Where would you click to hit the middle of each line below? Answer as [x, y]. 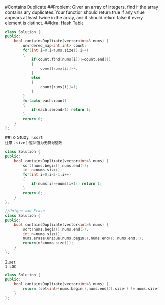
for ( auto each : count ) [45, 101]
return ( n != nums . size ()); [48, 243]
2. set [11, 262]
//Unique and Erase [25, 211]
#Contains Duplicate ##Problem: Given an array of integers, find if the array [82, 7]
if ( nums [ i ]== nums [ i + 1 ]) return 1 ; [67, 184]
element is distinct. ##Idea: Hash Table [44, 23]
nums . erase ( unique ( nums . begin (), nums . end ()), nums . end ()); [83, 238]
